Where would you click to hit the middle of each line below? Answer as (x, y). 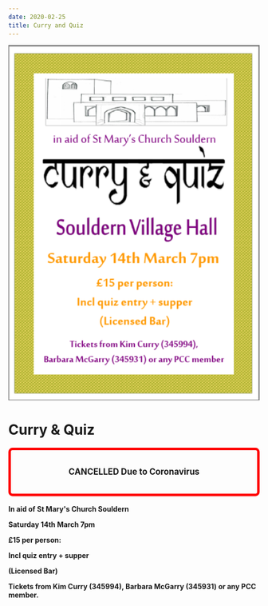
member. (24, 595)
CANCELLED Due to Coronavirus (134, 472)
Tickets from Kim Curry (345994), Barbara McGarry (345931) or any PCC (132, 586)
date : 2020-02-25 (37, 17)
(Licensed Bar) (33, 571)
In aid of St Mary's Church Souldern (69, 508)
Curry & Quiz (52, 430)
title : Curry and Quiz (46, 25)
